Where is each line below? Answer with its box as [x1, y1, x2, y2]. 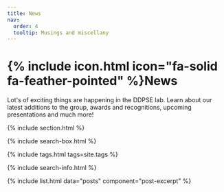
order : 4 [13, 23, 38, 29]
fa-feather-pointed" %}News [7, 73, 178, 89]
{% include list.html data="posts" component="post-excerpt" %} [7, 177, 192, 185]
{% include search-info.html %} [7, 164, 97, 172]
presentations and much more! [7, 110, 94, 119]
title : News [7, 10, 41, 17]
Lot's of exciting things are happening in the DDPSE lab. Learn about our [7, 96, 212, 104]
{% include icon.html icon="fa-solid [7, 59, 218, 74]
